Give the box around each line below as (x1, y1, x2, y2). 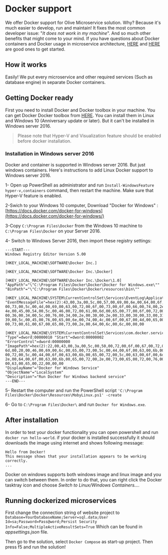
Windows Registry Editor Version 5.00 (5, 251, 86, 256)
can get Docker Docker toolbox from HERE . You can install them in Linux (5, 112, 154, 118)
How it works (5, 60, 47, 69)
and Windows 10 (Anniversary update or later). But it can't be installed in (5, 117, 154, 123)
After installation (5, 416, 58, 424)
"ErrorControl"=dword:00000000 (5, 339, 70, 344)
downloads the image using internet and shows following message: (5, 439, 144, 445)
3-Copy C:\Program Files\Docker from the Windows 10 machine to (5, 222, 142, 228)
